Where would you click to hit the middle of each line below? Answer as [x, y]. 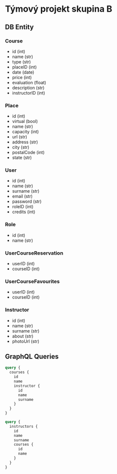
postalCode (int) [28, 153]
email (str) [22, 197]
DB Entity [19, 27]
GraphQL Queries [32, 357]
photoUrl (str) [26, 341]
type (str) [21, 61]
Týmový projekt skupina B [59, 9]
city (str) [21, 147]
